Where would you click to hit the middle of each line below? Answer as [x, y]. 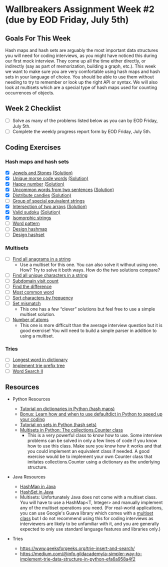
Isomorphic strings [32, 218]
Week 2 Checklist [33, 108]
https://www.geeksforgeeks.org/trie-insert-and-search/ [77, 548]
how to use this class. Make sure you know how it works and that [94, 446]
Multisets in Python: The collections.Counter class [71, 430]
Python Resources [31, 399]
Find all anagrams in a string [41, 259]
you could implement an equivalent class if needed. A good [88, 451]
